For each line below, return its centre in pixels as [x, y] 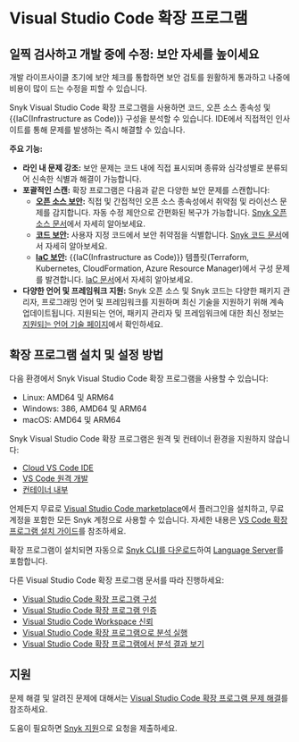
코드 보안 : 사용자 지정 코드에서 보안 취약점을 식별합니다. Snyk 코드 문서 [159, 235]
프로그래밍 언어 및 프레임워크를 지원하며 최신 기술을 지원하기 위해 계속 [163, 302]
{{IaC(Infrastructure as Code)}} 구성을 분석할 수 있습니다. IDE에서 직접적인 [141, 118]
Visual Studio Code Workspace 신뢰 [87, 621]
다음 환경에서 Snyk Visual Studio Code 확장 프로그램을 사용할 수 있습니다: [139, 378]
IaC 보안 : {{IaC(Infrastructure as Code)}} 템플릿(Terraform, [142, 257]
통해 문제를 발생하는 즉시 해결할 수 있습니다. [109, 130]
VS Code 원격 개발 [55, 478]
